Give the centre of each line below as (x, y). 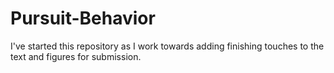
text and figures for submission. (76, 56)
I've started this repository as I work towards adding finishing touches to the (167, 46)
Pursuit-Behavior (83, 18)
